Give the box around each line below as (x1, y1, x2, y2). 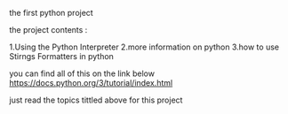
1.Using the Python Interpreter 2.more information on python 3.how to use (9, 42, 280, 52)
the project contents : (9, 25, 88, 34)
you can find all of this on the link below (9, 68, 156, 79)
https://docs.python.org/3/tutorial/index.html (9, 78, 173, 87)
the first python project (9, 8, 93, 18)
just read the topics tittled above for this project (9, 95, 183, 105)
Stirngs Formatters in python (9, 51, 114, 61)
